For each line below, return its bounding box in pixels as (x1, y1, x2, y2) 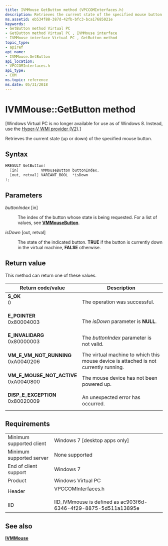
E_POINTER (7, 312, 36, 319)
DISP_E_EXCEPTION (7, 391, 56, 398)
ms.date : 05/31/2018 (5, 82, 48, 87)
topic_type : (5, 40, 30, 45)
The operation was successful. (81, 298, 154, 305)
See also (5, 522, 32, 530)
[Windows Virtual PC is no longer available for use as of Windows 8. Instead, (5, 120, 163, 126)
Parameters (5, 191, 42, 200)
